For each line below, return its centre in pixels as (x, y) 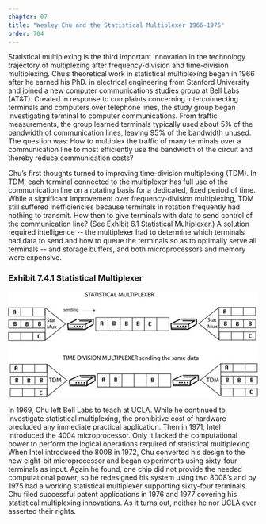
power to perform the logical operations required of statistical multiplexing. (130, 443)
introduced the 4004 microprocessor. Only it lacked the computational (123, 435)
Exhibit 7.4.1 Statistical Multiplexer (76, 278)
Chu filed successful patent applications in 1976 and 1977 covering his (123, 494)
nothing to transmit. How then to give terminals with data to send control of (131, 216)
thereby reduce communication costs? (71, 158)
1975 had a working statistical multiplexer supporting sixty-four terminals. (128, 486)
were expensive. (35, 258)
